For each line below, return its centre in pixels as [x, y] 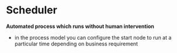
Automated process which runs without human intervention [80, 26]
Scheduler [32, 10]
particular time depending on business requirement [76, 44]
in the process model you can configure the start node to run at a [93, 37]
